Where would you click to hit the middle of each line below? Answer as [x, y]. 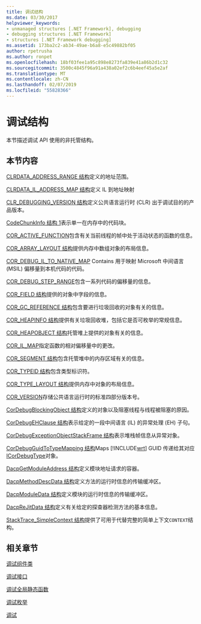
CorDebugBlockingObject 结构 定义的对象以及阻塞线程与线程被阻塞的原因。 [99, 409]
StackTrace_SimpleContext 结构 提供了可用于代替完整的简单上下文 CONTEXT [97, 520]
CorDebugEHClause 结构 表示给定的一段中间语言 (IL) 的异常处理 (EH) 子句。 [100, 422]
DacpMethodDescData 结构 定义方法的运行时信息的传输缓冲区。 [85, 481]
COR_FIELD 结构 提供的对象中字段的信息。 [58, 294]
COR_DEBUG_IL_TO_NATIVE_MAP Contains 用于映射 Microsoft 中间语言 [95, 261]
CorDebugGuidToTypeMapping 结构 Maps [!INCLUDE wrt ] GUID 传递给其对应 [100, 448]
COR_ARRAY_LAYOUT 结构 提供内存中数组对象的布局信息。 [79, 248]
